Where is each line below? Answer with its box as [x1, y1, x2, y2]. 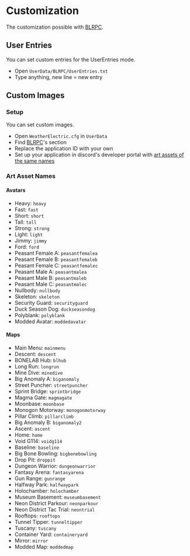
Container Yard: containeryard [14, 531, 88, 538]
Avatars [6, 186, 26, 194]
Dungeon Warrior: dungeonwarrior [14, 462, 96, 469]
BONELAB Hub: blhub [14, 356, 67, 363]
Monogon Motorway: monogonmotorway [14, 406, 106, 413]
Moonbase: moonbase [14, 400, 64, 407]
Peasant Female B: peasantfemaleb [14, 256, 98, 263]
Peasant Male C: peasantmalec [14, 280, 87, 287]
